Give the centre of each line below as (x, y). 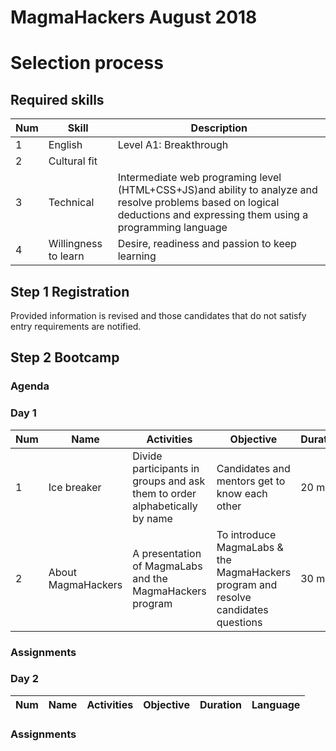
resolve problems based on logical (198, 203)
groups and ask (169, 481)
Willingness (75, 244)
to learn (66, 256)
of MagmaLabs (167, 566)
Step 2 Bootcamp (65, 357)
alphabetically (165, 506)
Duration (221, 704)
